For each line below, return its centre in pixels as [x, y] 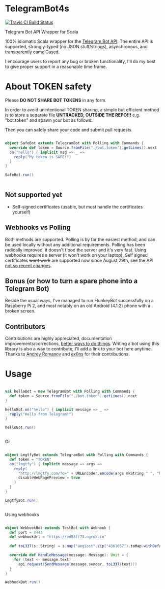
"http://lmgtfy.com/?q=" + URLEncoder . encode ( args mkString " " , [86, 473]
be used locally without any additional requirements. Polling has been [75, 244]
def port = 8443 [26, 532]
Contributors [25, 327]
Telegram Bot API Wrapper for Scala [42, 32]
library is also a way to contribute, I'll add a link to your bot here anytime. [79, 349]
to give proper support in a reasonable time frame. [56, 67]
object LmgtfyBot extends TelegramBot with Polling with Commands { [77, 455]
